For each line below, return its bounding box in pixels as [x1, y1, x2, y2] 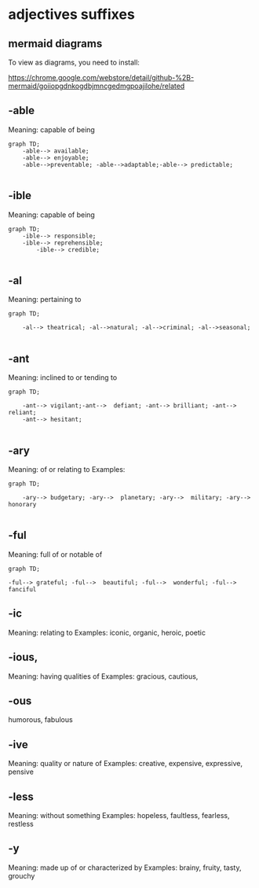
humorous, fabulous [8, 715, 73, 724]
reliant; [8, 409, 37, 417]
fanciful [8, 585, 37, 593]
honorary [8, 501, 37, 509]
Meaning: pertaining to [8, 295, 82, 304]
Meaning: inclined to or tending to [8, 373, 118, 382]
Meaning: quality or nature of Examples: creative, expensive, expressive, [8, 759, 243, 768]
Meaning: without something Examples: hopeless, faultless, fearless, [8, 810, 230, 820]
